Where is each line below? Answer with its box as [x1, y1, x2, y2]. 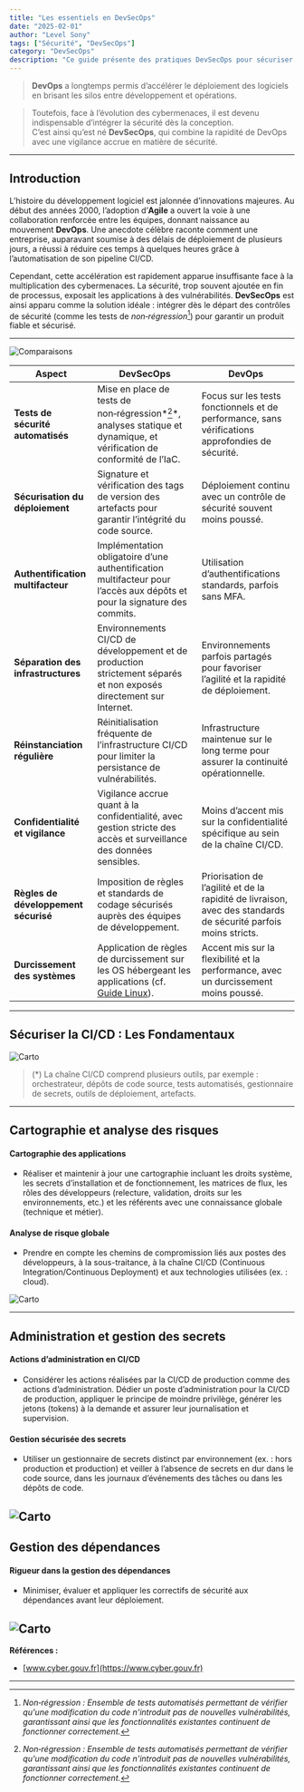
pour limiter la [97, 750, 156, 762]
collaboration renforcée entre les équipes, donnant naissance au [9, 214, 251, 225]
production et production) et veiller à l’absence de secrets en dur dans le [22, 1463, 294, 1474]
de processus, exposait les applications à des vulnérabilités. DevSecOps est [9, 289, 295, 300]
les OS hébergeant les [97, 964, 192, 976]
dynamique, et [97, 430, 158, 442]
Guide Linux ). [97, 986, 154, 999]
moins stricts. [201, 926, 259, 939]
